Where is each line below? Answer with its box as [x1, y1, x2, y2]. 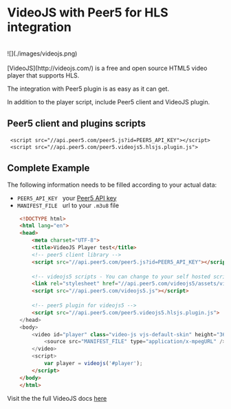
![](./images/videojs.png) [7, 49, 78, 58]
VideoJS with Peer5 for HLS [7, 5, 168, 21]
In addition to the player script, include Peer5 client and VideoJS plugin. [7, 97, 210, 106]
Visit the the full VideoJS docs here [7, 394, 107, 402]
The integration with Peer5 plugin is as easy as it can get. [7, 84, 170, 93]
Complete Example [7, 163, 90, 174]
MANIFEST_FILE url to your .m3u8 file [16, 201, 119, 209]
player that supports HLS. [7, 71, 80, 80]
